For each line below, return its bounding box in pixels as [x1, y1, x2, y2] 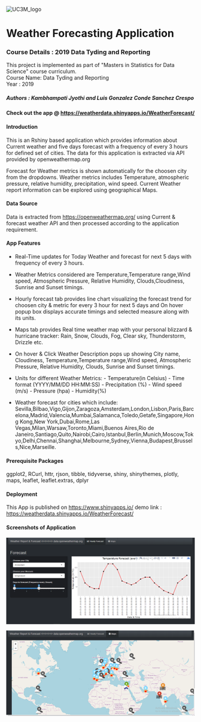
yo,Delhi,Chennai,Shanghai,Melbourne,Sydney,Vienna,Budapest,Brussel [14, 437, 193, 444]
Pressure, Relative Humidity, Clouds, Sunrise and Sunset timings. [14, 363, 175, 371]
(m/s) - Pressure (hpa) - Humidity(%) [14, 387, 106, 395]
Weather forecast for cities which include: [14, 399, 118, 406]
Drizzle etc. [14, 339, 44, 346]
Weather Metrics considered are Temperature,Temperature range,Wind [14, 271, 190, 278]
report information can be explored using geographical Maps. [6, 186, 158, 193]
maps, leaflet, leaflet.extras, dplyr [6, 477, 89, 484]
